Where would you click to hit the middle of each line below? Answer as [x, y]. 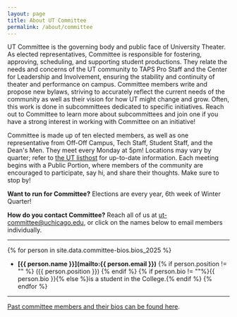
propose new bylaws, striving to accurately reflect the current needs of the [116, 92]
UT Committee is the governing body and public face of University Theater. [116, 47]
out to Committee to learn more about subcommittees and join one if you [113, 114]
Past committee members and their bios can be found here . [94, 306]
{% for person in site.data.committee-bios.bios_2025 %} [89, 250]
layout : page [26, 14]
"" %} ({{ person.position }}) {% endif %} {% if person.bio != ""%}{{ [116, 271]
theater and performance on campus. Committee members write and [108, 85]
